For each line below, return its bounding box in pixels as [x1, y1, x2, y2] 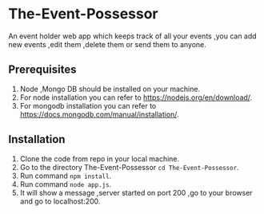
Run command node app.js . [19, 179, 112, 188]
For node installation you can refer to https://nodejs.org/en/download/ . [19, 93, 253, 102]
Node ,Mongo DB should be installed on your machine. [19, 84, 201, 93]
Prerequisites [8, 63, 77, 77]
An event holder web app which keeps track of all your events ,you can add [8, 31, 258, 41]
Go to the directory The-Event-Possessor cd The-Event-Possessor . [19, 162, 239, 172]
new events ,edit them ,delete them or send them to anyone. [8, 39, 206, 49]
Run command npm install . [19, 171, 112, 180]
